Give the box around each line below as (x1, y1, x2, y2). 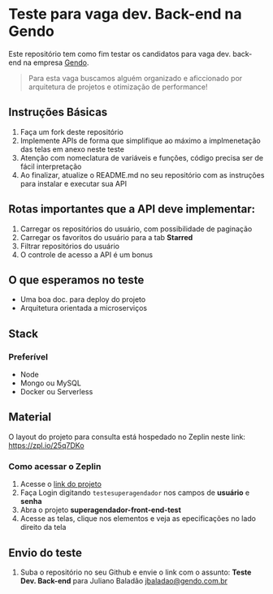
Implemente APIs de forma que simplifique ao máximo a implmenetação (19, 136, 262, 145)
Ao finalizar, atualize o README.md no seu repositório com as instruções (19, 170, 265, 179)
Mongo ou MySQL (19, 378, 81, 388)
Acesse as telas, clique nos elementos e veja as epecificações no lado (19, 514, 256, 523)
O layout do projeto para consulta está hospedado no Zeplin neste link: (8, 432, 246, 441)
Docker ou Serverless (19, 387, 93, 397)
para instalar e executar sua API (19, 179, 128, 188)
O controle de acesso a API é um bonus (19, 249, 153, 260)
